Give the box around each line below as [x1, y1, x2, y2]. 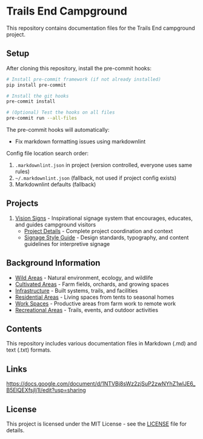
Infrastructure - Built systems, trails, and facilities [15, 287, 138, 294]
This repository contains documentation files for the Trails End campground [6, 24, 195, 32]
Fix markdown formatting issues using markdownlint [15, 138, 146, 145]
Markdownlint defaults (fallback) [15, 181, 96, 188]
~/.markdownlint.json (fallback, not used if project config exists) [15, 174, 177, 182]
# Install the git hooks [6, 93, 69, 99]
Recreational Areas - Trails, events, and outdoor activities [15, 306, 159, 313]
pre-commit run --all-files [6, 115, 78, 121]
